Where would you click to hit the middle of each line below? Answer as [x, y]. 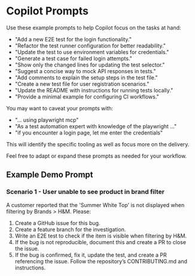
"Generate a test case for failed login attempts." [74, 58]
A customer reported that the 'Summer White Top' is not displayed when [95, 205]
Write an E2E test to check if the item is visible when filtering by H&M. [101, 236]
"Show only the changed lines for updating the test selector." [90, 65]
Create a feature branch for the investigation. [70, 229]
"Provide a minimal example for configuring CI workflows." [87, 97]
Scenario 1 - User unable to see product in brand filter [85, 192]
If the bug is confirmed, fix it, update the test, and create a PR [91, 255]
